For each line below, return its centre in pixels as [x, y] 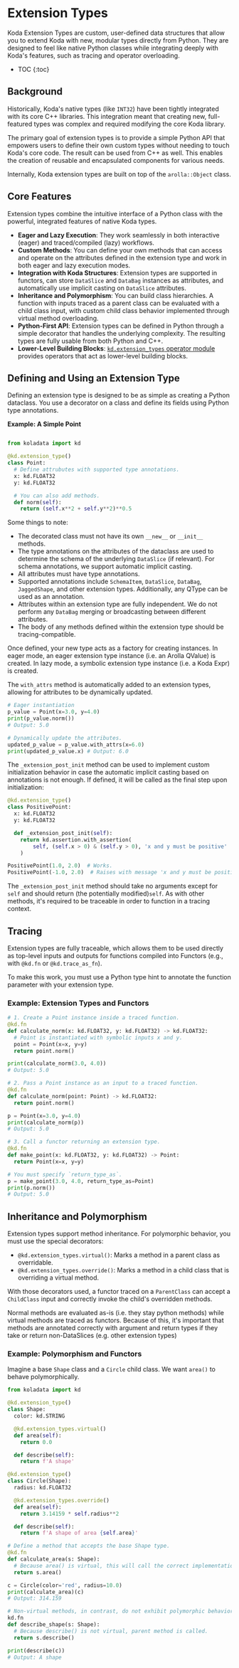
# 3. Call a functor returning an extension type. [84, 1142]
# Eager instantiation [41, 706]
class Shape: [27, 1410]
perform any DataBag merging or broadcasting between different [112, 612]
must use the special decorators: [55, 1241]
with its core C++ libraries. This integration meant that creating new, [107, 116]
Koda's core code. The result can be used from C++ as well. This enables [115, 153]
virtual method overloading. [58, 318]
